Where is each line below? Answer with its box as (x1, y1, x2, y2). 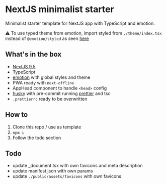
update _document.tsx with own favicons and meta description (12, 163, 143, 169)
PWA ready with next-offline (12, 79, 74, 85)
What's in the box (5, 50, 62, 59)
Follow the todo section (12, 134, 61, 141)
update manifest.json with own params (12, 168, 93, 174)
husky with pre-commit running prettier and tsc (12, 90, 111, 97)
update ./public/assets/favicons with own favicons (12, 173, 122, 179)
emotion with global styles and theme (12, 74, 91, 80)
